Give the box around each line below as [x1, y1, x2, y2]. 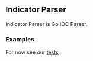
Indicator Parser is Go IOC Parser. [5, 20, 88, 27]
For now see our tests [5, 49, 59, 56]
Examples [5, 35, 35, 43]
